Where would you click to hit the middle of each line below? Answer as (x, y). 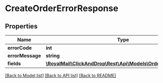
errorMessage (24, 56)
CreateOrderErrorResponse (62, 8)
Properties (21, 26)
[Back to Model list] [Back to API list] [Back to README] (61, 76)
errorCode (20, 48)
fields (14, 63)
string (53, 56)
